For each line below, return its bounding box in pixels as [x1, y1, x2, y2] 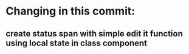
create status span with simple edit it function [5, 29, 183, 39]
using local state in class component [5, 38, 147, 48]
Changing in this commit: [5, 4, 136, 18]
